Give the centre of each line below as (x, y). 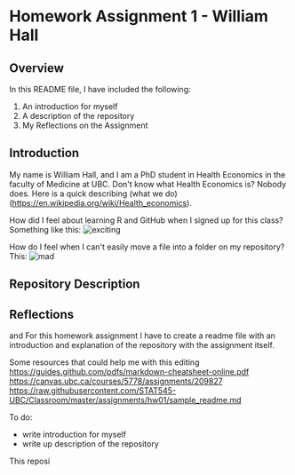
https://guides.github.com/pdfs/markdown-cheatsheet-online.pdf (129, 372)
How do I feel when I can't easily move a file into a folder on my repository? (147, 247)
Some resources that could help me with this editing (104, 362)
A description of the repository (78, 116)
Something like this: (45, 229)
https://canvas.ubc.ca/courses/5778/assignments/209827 (116, 381)
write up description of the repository (91, 444)
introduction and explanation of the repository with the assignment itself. (142, 345)
